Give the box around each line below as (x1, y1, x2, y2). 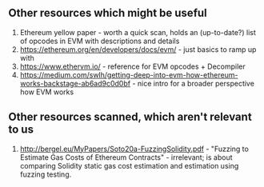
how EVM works (19, 87, 74, 97)
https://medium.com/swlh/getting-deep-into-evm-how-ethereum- (19, 70, 238, 79)
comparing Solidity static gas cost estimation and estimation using (19, 161, 239, 170)
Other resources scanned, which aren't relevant (8, 110, 252, 124)
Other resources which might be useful (8, 6, 208, 20)
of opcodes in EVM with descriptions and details (19, 36, 180, 46)
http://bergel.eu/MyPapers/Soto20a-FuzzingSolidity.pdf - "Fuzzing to (19, 144, 250, 153)
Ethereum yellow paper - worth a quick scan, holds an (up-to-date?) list (19, 27, 256, 37)
